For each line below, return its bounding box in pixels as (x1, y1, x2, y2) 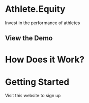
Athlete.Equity (5, 3, 65, 15)
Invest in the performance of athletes (5, 20, 80, 26)
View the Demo (5, 34, 53, 42)
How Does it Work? (5, 54, 85, 65)
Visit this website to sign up (5, 93, 61, 99)
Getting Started (5, 76, 70, 87)
